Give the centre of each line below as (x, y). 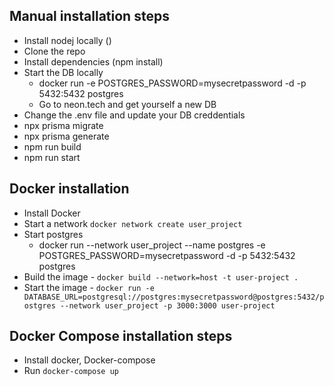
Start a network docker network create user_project (133, 223)
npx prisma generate (66, 136)
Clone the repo (54, 51)
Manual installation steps (89, 16)
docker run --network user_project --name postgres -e (152, 245)
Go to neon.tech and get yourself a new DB (127, 104)
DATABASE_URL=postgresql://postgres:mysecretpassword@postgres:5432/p (174, 297)
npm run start (52, 157)
